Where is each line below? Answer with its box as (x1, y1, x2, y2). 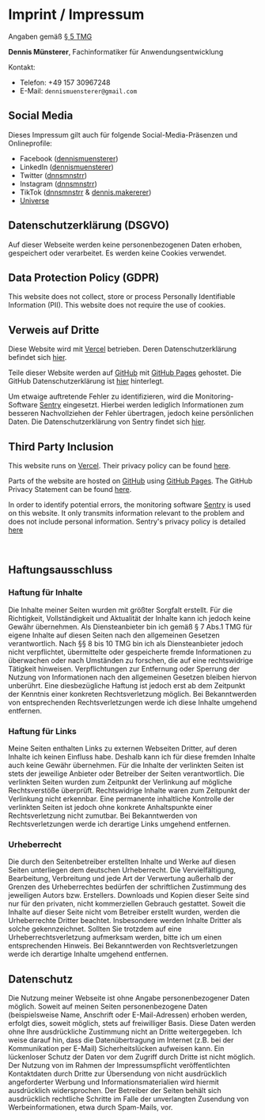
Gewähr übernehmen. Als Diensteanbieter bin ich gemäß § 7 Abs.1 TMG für (8, 622, 253, 631)
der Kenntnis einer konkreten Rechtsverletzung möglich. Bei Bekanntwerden (8, 689, 257, 698)
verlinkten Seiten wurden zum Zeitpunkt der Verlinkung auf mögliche (8, 777, 233, 786)
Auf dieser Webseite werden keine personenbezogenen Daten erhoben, (8, 240, 243, 249)
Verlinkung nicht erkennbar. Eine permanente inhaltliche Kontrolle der (8, 793, 235, 804)
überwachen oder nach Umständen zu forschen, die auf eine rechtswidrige (8, 655, 253, 665)
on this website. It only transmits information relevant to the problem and (8, 509, 245, 517)
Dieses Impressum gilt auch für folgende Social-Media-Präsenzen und (8, 130, 238, 139)
